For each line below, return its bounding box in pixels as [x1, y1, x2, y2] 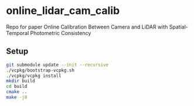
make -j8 [6, 94, 28, 100]
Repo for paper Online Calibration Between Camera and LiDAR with [6, 23, 168, 30]
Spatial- [169, 23, 189, 30]
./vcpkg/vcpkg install [6, 73, 62, 79]
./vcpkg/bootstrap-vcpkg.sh [6, 67, 75, 73]
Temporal [6, 29, 29, 36]
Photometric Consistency [30, 29, 91, 36]
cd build [6, 83, 28, 90]
